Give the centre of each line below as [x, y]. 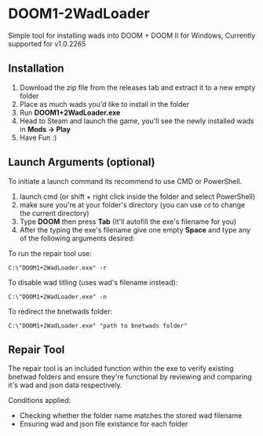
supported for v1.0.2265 [47, 43]
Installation [36, 69]
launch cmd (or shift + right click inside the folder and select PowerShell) [137, 196]
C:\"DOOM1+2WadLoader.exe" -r [58, 268]
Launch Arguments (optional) [82, 162]
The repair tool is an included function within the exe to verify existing [121, 368]
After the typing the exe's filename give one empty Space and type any [135, 229]
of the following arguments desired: [77, 238]
